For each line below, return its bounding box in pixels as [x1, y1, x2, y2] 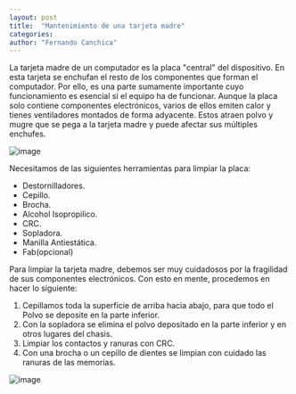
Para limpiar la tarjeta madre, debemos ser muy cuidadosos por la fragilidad [9, 264, 288, 275]
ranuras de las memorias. [21, 357, 116, 368]
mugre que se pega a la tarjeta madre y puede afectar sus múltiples [9, 119, 259, 130]
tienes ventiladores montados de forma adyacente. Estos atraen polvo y [9, 110, 274, 120]
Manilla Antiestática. [21, 237, 97, 248]
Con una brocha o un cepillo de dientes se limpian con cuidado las [21, 348, 267, 358]
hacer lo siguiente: [9, 283, 78, 294]
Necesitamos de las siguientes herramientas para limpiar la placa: [9, 163, 251, 174]
